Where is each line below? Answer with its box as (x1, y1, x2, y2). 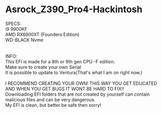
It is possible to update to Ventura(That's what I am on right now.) (5, 69, 143, 75)
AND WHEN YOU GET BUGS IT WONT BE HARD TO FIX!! (5, 85, 124, 92)
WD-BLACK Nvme (5, 37, 44, 43)
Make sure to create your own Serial (5, 64, 82, 70)
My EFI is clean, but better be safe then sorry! (5, 102, 101, 108)
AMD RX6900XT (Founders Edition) (5, 31, 80, 37)
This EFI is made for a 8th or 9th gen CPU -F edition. (5, 58, 116, 64)
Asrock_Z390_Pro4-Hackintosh (5, 4, 143, 15)
